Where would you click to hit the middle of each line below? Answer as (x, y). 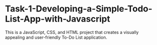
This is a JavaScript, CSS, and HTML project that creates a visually (72, 32)
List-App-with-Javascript (58, 19)
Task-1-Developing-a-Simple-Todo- (79, 9)
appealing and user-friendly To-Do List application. (56, 37)
